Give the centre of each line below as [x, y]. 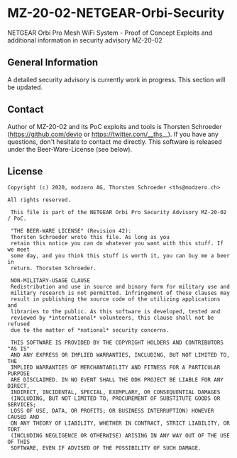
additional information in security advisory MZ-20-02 [85, 40]
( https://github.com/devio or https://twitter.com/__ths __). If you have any [113, 134]
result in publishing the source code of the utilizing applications [115, 299]
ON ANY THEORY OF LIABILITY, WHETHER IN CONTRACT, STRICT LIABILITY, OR [120, 423]
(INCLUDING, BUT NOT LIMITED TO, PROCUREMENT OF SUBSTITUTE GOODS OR [115, 398]
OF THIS [19, 442]
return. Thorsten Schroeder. [54, 268]
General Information [53, 63]
